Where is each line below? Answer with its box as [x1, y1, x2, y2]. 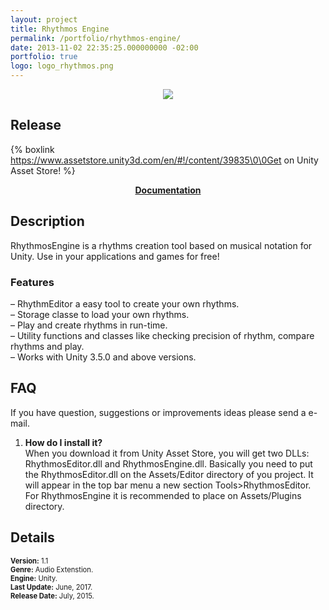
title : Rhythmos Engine [10, 24, 110, 34]
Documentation [134, 184, 202, 196]
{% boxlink [10, 143, 55, 155]
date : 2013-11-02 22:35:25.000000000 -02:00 [10, 42, 199, 53]
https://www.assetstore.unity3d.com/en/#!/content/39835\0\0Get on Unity [10, 154, 319, 166]
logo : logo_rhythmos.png [10, 61, 114, 71]
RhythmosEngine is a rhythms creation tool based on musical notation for [10, 239, 313, 251]
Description [10, 213, 85, 230]
